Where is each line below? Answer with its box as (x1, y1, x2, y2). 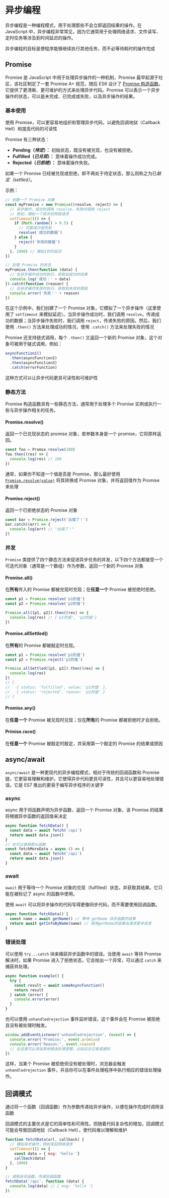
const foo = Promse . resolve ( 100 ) (5, 447, 75, 452)
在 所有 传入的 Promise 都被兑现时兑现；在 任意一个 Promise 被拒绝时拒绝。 (5, 587, 158, 593)
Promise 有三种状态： (5, 136, 50, 142)
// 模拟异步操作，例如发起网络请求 (10, 1142, 73, 1147)
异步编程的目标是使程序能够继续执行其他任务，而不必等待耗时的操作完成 (5, 45, 155, 51)
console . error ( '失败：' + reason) (10, 290, 80, 296)
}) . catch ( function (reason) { (5, 281, 69, 286)
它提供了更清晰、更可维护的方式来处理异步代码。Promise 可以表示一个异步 (5, 87, 160, 93)
